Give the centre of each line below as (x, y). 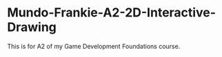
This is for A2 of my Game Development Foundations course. (94, 46)
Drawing (32, 27)
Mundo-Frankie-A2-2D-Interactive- (111, 13)
